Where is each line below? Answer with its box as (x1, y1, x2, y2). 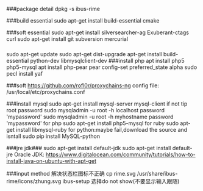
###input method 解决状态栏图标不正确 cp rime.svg (6, 170, 136, 177)
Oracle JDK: (14, 151, 45, 158)
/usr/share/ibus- (137, 170, 178, 177)
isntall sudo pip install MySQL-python (6, 132, 101, 140)
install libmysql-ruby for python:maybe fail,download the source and (16, 126, 188, 133)
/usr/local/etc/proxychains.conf (6, 88, 85, 95)
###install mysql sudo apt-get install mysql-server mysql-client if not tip (6, 100, 188, 107)
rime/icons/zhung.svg (6, 177, 62, 185)
